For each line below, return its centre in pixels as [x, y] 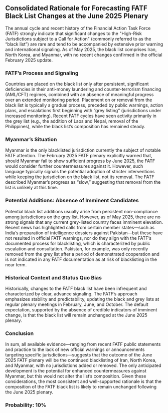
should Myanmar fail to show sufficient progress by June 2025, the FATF [80, 161]
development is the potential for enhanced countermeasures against [76, 371]
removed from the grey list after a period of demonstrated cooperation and [82, 254]
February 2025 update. [29, 60]
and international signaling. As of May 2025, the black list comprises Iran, [81, 49]
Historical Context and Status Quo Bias [53, 277]
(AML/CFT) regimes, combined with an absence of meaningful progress [79, 95]
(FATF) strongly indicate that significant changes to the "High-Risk [73, 33]
